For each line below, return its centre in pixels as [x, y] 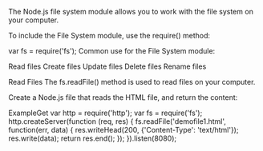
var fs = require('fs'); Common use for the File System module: [112, 51]
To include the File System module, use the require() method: [109, 36]
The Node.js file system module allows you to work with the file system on [131, 12]
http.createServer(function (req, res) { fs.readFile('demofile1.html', [117, 121]
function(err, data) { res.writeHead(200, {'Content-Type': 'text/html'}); [123, 130]
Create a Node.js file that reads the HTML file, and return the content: [123, 97]
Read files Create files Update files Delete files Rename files [107, 66]
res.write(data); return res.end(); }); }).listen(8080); [93, 138]
